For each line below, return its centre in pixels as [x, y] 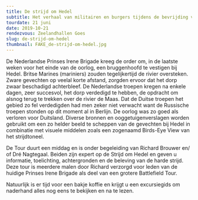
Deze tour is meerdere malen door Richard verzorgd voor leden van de [92, 166]
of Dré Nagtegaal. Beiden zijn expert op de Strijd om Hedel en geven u [91, 154]
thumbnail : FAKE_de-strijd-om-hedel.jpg [57, 45]
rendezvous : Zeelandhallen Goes [46, 34]
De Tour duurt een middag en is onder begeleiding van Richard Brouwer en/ [98, 147]
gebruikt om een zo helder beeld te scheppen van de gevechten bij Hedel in [98, 124]
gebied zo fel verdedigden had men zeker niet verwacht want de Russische [98, 105]
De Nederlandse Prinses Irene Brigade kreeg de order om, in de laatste [92, 61]
